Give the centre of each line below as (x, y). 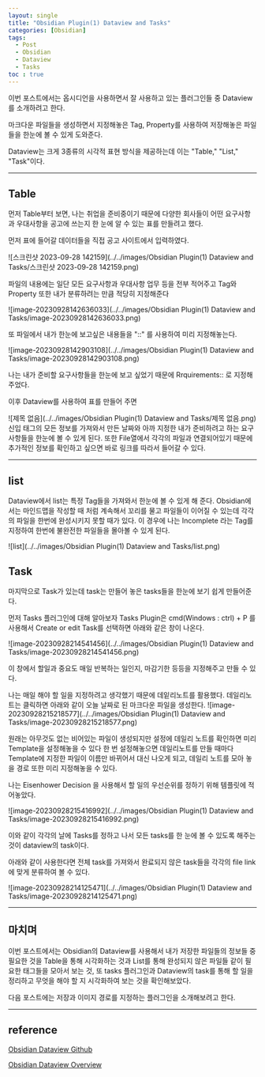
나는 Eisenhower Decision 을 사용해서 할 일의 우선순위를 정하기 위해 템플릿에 (127, 785)
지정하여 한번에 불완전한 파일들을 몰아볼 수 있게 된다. (89, 531)
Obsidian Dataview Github (50, 1049)
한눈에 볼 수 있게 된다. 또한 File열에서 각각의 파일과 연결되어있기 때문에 (144, 438)
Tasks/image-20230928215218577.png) (73, 722)
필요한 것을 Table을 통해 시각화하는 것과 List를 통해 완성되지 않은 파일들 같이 (126, 961)
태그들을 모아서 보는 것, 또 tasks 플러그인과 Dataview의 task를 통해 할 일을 (138, 970)
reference (33, 1030)
